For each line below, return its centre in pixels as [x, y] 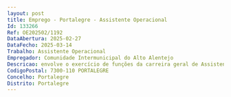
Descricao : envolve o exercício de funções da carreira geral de [102, 64]
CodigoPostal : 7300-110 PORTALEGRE [58, 70]
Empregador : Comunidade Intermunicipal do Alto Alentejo [90, 58]
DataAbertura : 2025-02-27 [44, 39]
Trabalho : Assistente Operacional [57, 52]
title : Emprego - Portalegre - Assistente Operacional [87, 20]
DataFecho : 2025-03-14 [40, 45]
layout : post [26, 13]
